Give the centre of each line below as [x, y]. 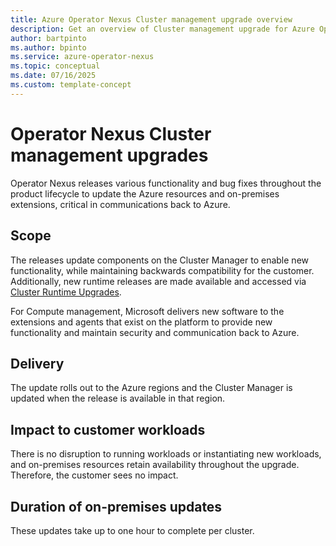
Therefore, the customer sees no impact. [94, 475]
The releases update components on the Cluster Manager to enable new [159, 260]
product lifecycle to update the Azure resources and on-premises [145, 193]
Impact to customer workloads [108, 429]
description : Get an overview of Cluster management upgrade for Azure [162, 29]
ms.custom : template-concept [71, 85]
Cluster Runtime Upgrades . [66, 292]
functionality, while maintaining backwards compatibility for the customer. [162, 270]
